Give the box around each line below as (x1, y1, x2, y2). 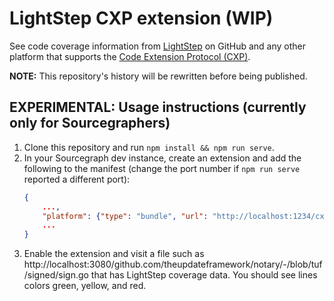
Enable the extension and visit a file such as (23, 248, 205, 260)
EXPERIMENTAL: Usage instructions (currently (9, 99, 307, 116)
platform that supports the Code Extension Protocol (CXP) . (9, 50, 251, 62)
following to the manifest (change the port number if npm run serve (23, 162, 301, 174)
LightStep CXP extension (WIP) (9, 7, 274, 30)
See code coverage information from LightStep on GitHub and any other (9, 40, 306, 52)
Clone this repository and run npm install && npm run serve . (23, 141, 275, 153)
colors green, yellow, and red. (23, 280, 147, 292)
